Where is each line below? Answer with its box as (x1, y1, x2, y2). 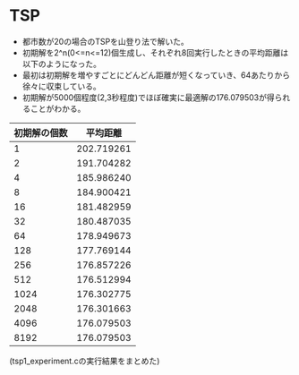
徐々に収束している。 (21, 81, 101, 91)
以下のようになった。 (21, 58, 101, 69)
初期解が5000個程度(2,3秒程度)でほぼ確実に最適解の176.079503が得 (21, 91, 275, 103)
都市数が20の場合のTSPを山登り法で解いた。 (21, 36, 190, 47)
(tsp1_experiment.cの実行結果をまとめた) (9, 355, 160, 366)
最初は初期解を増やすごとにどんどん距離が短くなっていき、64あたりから (21, 69, 291, 81)
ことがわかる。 (30, 103, 86, 114)
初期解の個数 (13, 126, 69, 139)
